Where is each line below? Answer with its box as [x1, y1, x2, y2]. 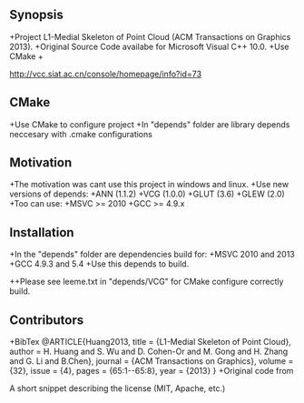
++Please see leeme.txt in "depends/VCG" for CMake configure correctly [9, 277, 284, 287]
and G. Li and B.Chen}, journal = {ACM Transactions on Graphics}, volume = [9, 356, 294, 367]
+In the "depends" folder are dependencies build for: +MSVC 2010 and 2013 [9, 249, 295, 260]
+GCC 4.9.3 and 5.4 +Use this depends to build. [9, 258, 190, 269]
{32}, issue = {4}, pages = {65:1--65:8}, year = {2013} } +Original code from [9, 366, 294, 377]
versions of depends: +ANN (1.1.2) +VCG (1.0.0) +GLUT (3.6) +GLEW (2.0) [9, 188, 286, 199]
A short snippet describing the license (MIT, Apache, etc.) [9, 383, 226, 394]
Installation [9, 225, 74, 240]
